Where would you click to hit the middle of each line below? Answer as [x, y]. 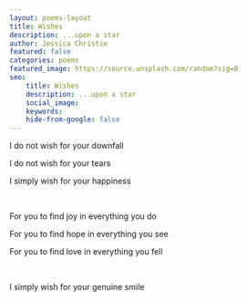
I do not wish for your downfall [67, 146]
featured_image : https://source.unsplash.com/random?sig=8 [124, 69]
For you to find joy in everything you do [83, 216]
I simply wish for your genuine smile [77, 287]
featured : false [40, 52]
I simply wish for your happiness [70, 181]
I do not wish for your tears [60, 163]
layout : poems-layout [51, 18]
